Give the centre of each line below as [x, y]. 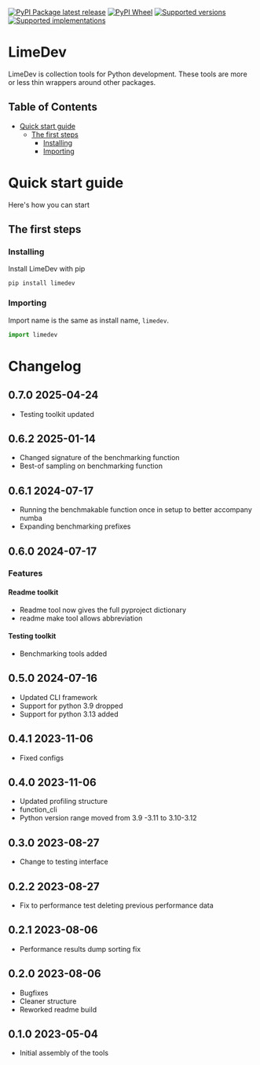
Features [26, 573]
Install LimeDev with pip [47, 269]
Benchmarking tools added [63, 654]
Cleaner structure [48, 1001]
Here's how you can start [49, 205]
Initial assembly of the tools [64, 1053]
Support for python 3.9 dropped [71, 706]
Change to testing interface [64, 862]
